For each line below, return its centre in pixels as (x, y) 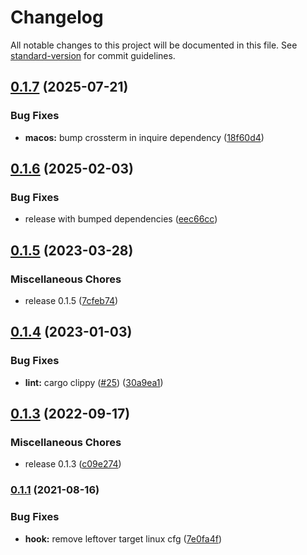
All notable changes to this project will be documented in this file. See (154, 45)
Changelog (57, 17)
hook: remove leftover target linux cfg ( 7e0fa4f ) (123, 538)
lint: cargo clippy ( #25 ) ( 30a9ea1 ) (94, 382)
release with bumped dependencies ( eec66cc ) (121, 219)
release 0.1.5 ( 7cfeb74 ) (71, 300)
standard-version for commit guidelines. (93, 55)
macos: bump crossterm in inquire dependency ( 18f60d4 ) (144, 137)
